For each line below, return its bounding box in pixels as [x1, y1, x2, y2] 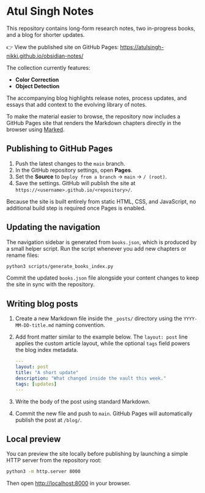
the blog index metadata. [15, 346, 78, 354]
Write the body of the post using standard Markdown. [15, 397, 151, 405]
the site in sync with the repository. [6, 281, 95, 288]
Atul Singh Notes [6, 4, 94, 18]
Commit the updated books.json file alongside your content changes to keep [6, 274, 199, 281]
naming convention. [54, 321, 105, 329]
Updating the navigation [6, 222, 101, 232]
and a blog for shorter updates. [6, 31, 85, 38]
